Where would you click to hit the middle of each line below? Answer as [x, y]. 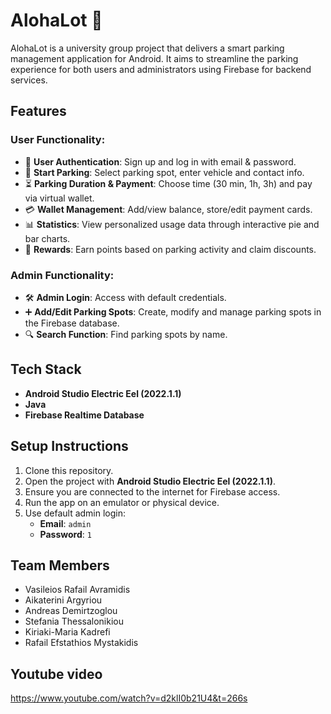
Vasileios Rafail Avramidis [77, 590]
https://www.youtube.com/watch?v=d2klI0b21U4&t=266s [129, 698]
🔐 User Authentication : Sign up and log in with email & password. [160, 161]
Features [38, 111]
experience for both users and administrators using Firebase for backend [161, 69]
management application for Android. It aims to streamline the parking [154, 58]
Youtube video [56, 674]
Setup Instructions [69, 446]
